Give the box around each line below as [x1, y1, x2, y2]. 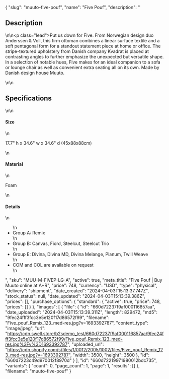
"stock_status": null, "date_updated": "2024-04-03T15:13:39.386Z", [5, 293, 146, 299]
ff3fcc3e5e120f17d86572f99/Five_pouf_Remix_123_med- [5, 336, 123, 342]
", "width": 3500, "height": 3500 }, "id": [68, 352, 150, 358]
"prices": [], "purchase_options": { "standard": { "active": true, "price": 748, [5, 298, 161, 304]
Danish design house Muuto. [5, 70, 65, 76]
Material [5, 161, 23, 167]
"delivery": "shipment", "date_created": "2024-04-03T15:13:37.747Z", [5, 288, 149, 294]
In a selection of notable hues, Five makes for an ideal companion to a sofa [5, 59, 161, 65]
